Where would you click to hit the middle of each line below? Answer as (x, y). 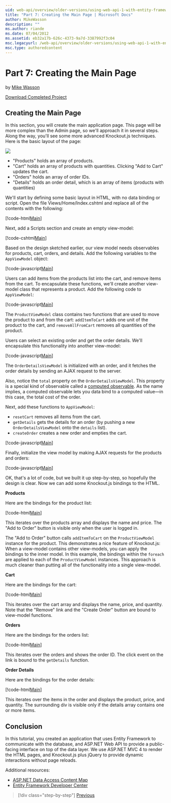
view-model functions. (29, 615)
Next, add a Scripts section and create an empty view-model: (69, 228)
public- (157, 744)
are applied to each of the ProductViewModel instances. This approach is (81, 560)
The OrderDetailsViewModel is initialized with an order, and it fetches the (81, 366)
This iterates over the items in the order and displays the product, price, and (85, 700)
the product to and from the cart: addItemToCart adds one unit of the (77, 320)
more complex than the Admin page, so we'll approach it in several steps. (82, 131)
